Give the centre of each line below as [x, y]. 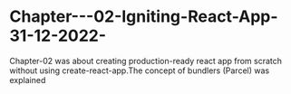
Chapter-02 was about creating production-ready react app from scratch [146, 61]
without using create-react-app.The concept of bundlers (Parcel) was [140, 70]
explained [28, 80]
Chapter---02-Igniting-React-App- [144, 17]
